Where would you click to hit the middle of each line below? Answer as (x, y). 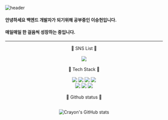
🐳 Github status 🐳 (84, 97)
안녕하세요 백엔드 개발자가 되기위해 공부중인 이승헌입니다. (61, 19)
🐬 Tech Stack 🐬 (84, 69)
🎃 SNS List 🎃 (84, 48)
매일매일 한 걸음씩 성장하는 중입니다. (40, 32)
